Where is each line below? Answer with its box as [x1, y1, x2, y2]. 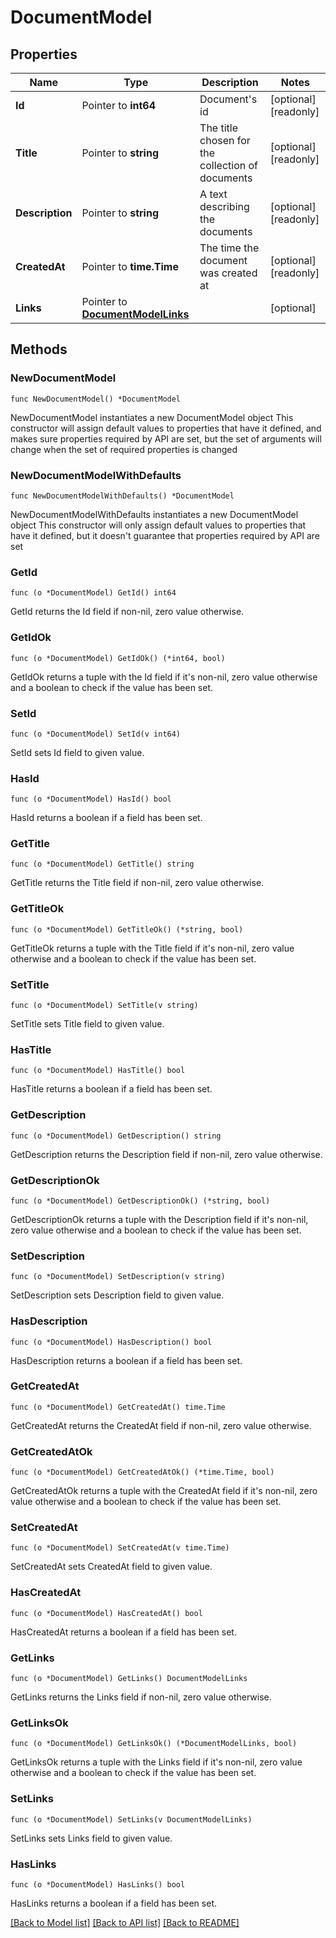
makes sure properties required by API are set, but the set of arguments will [10, 432, 322, 445]
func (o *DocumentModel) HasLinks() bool [10, 1879, 186, 1890]
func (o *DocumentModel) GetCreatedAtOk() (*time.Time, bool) [10, 1467, 275, 1478]
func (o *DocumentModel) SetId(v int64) [10, 729, 182, 739]
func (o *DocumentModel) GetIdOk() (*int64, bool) [10, 653, 226, 663]
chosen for [199, 134, 251, 147]
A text [199, 187, 228, 201]
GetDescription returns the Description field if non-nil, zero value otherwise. [10, 1148, 323, 1160]
